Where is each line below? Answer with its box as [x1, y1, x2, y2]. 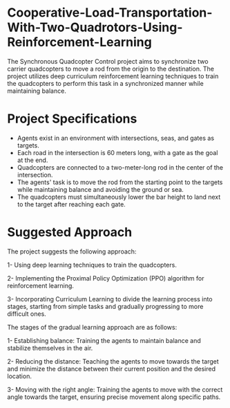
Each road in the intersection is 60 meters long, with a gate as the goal [17, 148, 218, 157]
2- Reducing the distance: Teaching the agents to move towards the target [7, 357, 219, 365]
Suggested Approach [7, 224, 133, 240]
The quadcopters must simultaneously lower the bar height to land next [17, 193, 221, 201]
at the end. [17, 156, 48, 164]
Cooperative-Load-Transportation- [7, 5, 213, 21]
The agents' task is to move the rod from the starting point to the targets [17, 178, 223, 186]
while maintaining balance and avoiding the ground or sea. [17, 185, 184, 193]
